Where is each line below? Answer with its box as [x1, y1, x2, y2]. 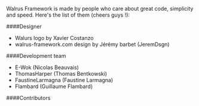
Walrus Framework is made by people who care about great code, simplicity [6, 5, 194, 12]
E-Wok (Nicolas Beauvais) [14, 64, 79, 71]
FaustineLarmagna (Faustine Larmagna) [14, 77, 114, 83]
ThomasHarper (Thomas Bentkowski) [14, 70, 108, 77]
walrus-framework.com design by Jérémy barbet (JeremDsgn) [14, 41, 170, 48]
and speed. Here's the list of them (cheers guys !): [6, 11, 130, 18]
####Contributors [6, 95, 51, 101]
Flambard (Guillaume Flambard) [14, 83, 93, 90]
